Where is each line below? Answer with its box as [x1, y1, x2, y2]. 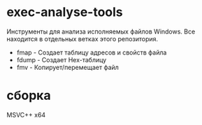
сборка [6, 88, 51, 103]
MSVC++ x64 [6, 110, 46, 119]
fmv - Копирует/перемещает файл [16, 63, 120, 71]
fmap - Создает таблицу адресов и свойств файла [16, 48, 167, 57]
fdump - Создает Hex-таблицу [16, 55, 107, 64]
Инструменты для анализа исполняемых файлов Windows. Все [6, 27, 196, 36]
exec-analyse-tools [6, 4, 123, 20]
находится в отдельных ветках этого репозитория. [6, 34, 159, 43]
